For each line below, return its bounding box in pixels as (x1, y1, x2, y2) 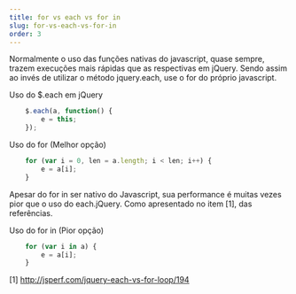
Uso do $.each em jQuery (9, 89, 104, 100)
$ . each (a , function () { (25, 107, 113, 116)
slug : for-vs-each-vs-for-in (9, 21, 117, 30)
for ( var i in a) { (25, 242, 97, 251)
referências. (9, 207, 53, 218)
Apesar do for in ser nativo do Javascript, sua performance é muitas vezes (9, 189, 282, 199)
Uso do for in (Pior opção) (9, 225, 105, 236)
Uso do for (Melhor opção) (9, 139, 106, 150)
